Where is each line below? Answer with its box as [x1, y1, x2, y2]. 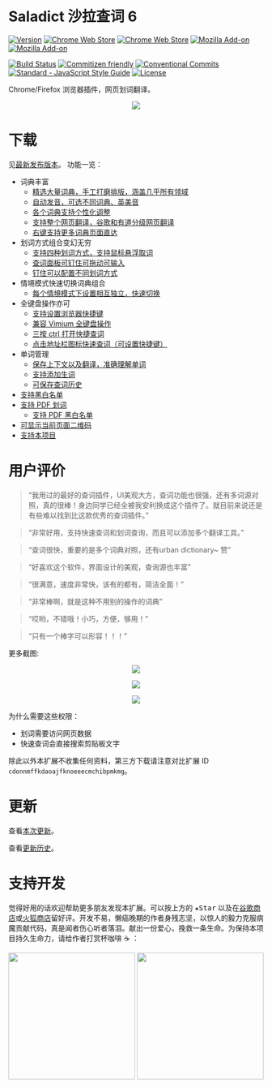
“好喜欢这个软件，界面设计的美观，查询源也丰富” [28, 561, 192, 572]
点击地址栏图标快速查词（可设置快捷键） [32, 338, 168, 349]
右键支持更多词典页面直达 [32, 227, 118, 237]
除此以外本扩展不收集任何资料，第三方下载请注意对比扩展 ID [8, 755, 209, 765]
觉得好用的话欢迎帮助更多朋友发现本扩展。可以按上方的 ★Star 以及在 [8, 902, 240, 913]
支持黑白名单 [19, 389, 63, 399]
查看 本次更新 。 [8, 825, 58, 836]
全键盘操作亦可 [19, 298, 70, 308]
